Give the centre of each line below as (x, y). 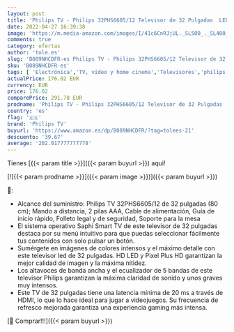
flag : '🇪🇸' (24, 117)
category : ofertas (34, 46)
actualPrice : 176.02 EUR (43, 78)
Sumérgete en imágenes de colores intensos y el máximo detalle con (116, 248)
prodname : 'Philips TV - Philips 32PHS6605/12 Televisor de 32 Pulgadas (115, 105)
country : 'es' (28, 111)
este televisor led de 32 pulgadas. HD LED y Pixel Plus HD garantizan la (120, 256)
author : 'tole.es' (34, 53)
